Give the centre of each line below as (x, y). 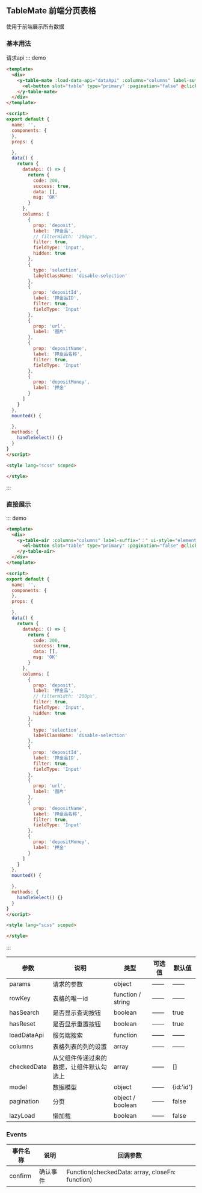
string (122, 1002)
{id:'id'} (182, 1087)
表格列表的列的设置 (80, 1047)
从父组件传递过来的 (80, 1058)
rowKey (20, 998)
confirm (20, 1176)
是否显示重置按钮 (77, 1024)
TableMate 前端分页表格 (51, 11)
